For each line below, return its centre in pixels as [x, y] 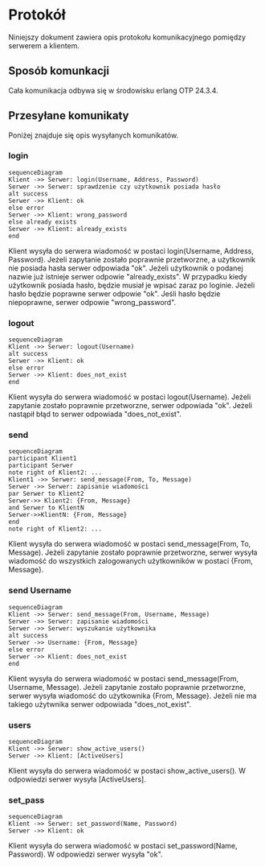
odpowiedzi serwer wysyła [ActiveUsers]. [77, 779]
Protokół [37, 15]
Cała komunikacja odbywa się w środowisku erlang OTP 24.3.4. [113, 90]
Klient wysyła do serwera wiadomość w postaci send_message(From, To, [130, 544]
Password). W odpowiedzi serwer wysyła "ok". [86, 854]
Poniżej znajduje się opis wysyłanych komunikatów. [94, 135]
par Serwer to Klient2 [46, 494]
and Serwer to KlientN [46, 508]
